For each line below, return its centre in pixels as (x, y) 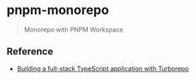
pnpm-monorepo (58, 10)
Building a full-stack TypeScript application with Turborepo (103, 68)
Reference (30, 52)
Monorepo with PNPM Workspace (74, 29)
